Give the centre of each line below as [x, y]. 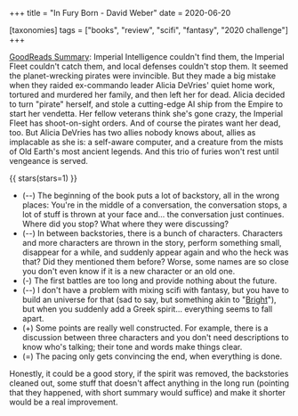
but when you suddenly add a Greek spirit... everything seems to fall [147, 309]
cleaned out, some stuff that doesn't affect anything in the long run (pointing [149, 383]
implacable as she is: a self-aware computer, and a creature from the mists [146, 142]
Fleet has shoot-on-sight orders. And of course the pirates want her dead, [145, 123]
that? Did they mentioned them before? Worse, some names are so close [155, 261]
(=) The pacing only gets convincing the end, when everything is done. [152, 356]
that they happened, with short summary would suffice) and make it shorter [148, 392]
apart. [33, 318]
